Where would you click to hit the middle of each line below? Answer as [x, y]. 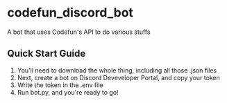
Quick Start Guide [47, 54]
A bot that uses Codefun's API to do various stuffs [79, 32]
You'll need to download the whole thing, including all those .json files [117, 70]
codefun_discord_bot [70, 13]
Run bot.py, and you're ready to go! [68, 92]
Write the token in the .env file [60, 85]
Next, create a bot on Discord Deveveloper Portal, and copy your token [118, 77]
